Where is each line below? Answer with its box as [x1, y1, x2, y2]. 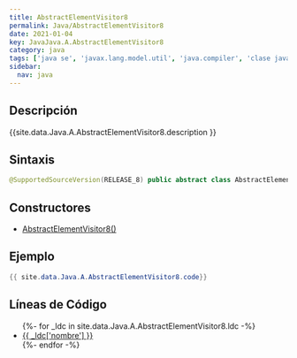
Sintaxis [9, 152, 56, 167]
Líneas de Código [9, 297, 108, 312]
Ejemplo [9, 249, 55, 264]
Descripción [9, 103, 78, 118]
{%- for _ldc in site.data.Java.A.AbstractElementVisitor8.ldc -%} [21, 320, 256, 331]
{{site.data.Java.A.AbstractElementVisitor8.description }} [9, 126, 217, 137]
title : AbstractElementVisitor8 [9, 12, 128, 22]
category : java [9, 46, 65, 55]
